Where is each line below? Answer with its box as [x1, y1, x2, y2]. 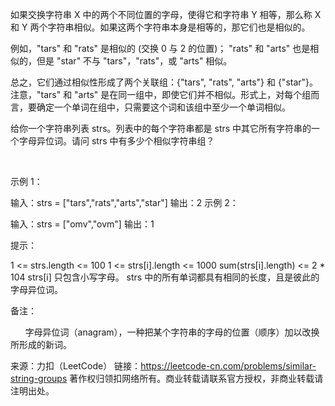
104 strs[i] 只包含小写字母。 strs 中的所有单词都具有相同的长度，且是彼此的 [10, 271, 320, 283]
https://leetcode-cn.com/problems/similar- [140, 360, 317, 372]
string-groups [10, 373, 68, 384]
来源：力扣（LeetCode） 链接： [10, 360, 142, 372]
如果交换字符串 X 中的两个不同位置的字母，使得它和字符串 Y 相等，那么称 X [10, 9, 322, 20]
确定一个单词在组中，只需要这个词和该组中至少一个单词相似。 [36, 101, 291, 113]
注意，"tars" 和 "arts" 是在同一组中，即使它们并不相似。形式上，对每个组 [10, 89, 312, 100]
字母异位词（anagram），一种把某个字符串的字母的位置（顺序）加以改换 [24, 326, 320, 338]
